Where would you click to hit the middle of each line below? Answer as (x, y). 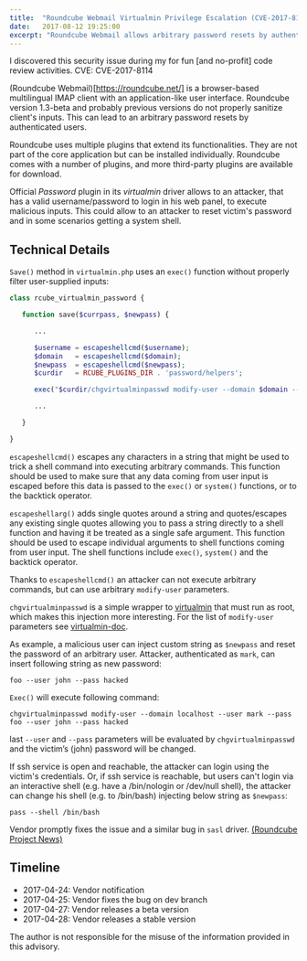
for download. (36, 174)
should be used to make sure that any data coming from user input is (139, 475)
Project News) (36, 838)
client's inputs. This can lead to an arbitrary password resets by (129, 117)
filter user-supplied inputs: (59, 282)
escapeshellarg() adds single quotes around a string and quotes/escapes (148, 513)
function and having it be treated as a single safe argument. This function (148, 532)
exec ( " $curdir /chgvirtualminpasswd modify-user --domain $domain (160, 390)
